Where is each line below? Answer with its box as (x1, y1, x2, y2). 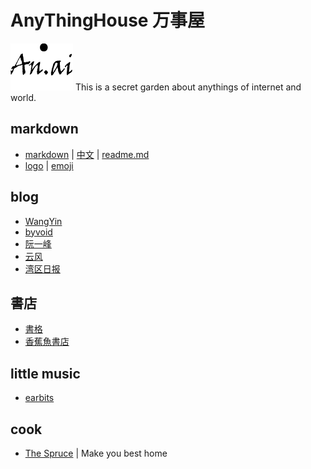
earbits (24, 392, 55, 404)
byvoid (24, 226, 53, 238)
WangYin (24, 215, 63, 227)
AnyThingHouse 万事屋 (10, 9, 206, 32)
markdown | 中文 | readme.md (24, 148, 150, 160)
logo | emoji (24, 159, 74, 171)
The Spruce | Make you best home (24, 447, 168, 459)
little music (10, 365, 81, 382)
